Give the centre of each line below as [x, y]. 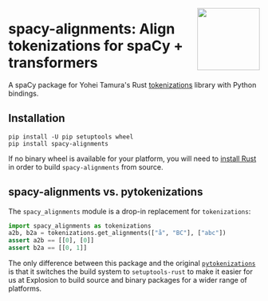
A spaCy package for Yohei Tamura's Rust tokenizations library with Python [132, 84]
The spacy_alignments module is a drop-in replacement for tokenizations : [130, 211]
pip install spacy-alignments [59, 143]
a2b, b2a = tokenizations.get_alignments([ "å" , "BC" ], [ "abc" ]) [117, 233]
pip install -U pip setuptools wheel [71, 137]
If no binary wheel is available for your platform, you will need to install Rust [132, 158]
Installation [37, 118]
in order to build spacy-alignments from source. [86, 166]
